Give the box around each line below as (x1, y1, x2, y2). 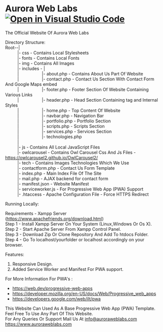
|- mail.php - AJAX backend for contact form (17, 176, 109, 182)
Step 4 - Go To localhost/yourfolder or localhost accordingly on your (5, 236, 145, 242)
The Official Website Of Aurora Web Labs (5, 30, 89, 36)
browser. (5, 242, 23, 248)
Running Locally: (5, 201, 40, 207)
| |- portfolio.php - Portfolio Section (17, 118, 111, 124)
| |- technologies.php (17, 134, 82, 140)
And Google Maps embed (5, 81, 57, 87)
